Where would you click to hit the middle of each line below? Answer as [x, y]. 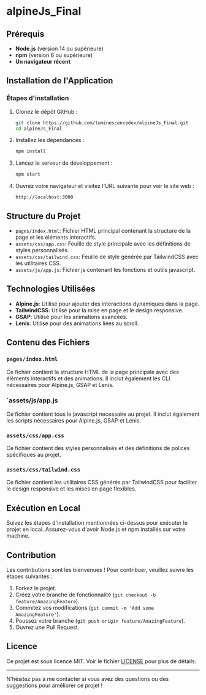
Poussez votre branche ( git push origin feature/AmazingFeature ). [100, 621]
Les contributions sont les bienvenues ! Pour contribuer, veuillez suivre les [100, 570]
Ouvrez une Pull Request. [47, 627]
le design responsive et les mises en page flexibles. [71, 489]
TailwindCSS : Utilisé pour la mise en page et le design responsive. [99, 310]
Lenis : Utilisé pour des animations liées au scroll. [77, 323]
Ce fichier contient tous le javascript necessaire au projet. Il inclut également [103, 414]
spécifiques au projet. [34, 455]
